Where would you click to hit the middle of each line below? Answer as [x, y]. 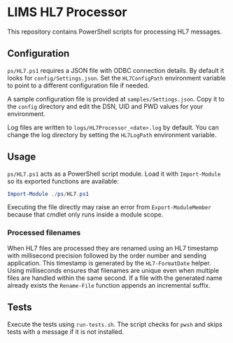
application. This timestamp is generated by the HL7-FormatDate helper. [109, 262]
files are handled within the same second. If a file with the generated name [115, 278]
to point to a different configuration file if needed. [78, 85]
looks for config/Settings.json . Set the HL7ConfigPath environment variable [116, 78]
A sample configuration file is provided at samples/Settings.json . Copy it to [116, 99]
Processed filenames [44, 233]
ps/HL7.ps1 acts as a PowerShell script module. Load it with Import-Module [114, 174]
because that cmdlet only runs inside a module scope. [85, 215]
